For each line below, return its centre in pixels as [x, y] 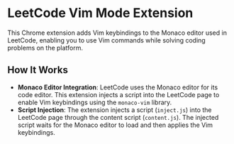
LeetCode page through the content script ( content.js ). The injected [118, 117]
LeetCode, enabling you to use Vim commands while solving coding [106, 40]
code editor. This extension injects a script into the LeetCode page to [118, 94]
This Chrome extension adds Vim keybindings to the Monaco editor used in [117, 33]
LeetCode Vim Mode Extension [100, 13]
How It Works [38, 70]
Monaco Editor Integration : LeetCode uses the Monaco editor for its [118, 87]
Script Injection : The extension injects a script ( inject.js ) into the [115, 110]
